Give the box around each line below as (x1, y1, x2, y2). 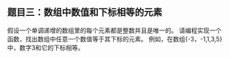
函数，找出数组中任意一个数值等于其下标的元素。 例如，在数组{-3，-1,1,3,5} (7, 35, 223, 43)
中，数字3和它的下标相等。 (7, 43, 85, 52)
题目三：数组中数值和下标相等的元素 (7, 6, 162, 19)
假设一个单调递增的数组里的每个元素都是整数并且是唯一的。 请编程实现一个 (7, 26, 222, 35)
